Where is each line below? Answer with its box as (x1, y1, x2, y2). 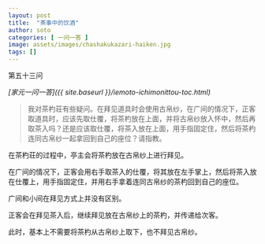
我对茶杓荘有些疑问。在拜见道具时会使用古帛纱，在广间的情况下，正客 (27, 104, 256, 113)
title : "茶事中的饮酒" (8, 19, 79, 27)
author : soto (8, 26, 51, 34)
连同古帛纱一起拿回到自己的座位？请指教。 (27, 134, 166, 142)
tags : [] (8, 48, 37, 56)
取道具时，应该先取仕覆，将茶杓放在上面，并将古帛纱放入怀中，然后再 (27, 114, 256, 123)
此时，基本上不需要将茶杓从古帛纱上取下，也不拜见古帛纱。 (8, 227, 202, 236)
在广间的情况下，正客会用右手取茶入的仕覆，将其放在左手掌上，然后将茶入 (8, 167, 250, 176)
